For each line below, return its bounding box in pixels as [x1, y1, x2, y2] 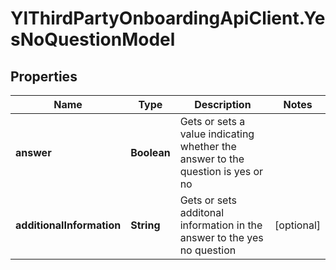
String [130, 218, 161, 232]
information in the [179, 218, 263, 232]
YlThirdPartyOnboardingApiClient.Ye [10, 7, 326, 30]
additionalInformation [15, 218, 122, 232]
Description [194, 98, 252, 111]
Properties [10, 68, 78, 85]
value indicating [179, 127, 255, 141]
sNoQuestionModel [10, 28, 176, 51]
